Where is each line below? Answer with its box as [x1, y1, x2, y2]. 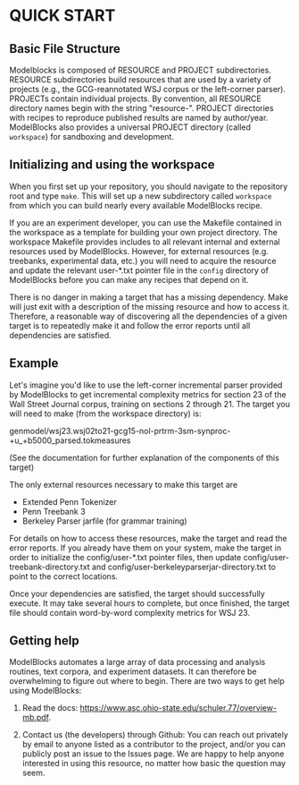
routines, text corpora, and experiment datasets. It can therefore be [9, 666, 257, 677]
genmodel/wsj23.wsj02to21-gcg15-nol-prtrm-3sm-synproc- [9, 425, 231, 436]
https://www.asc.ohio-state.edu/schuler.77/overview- [79, 703, 278, 713]
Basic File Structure [9, 41, 120, 56]
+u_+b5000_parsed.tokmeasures [9, 435, 131, 446]
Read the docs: [21, 703, 79, 713]
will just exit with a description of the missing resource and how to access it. [9, 301, 290, 311]
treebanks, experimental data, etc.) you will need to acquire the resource [9, 255, 277, 266]
